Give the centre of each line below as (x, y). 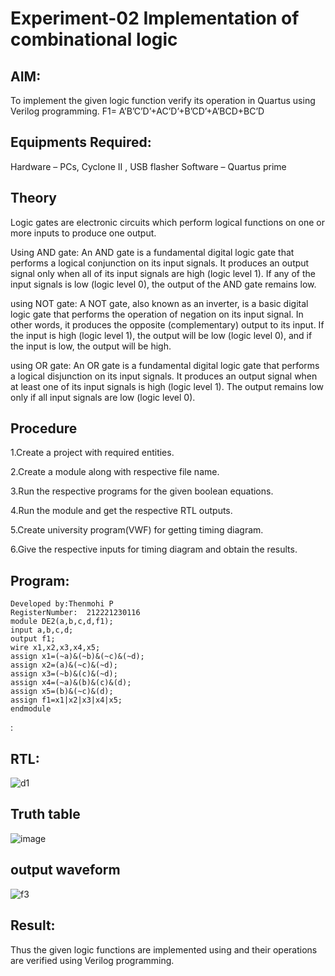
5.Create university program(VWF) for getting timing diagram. (137, 530)
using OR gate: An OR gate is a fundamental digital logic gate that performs (165, 365)
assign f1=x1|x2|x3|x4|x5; (66, 700)
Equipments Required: (81, 142)
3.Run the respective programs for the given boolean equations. (142, 491)
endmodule (31, 709)
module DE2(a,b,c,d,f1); (62, 622)
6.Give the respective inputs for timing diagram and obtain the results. (154, 549)
